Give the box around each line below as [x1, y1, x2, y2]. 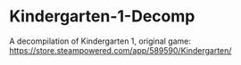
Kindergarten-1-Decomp [9, 6, 195, 27]
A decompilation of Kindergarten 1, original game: [9, 36, 192, 46]
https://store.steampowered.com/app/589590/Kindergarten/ [9, 45, 232, 55]
